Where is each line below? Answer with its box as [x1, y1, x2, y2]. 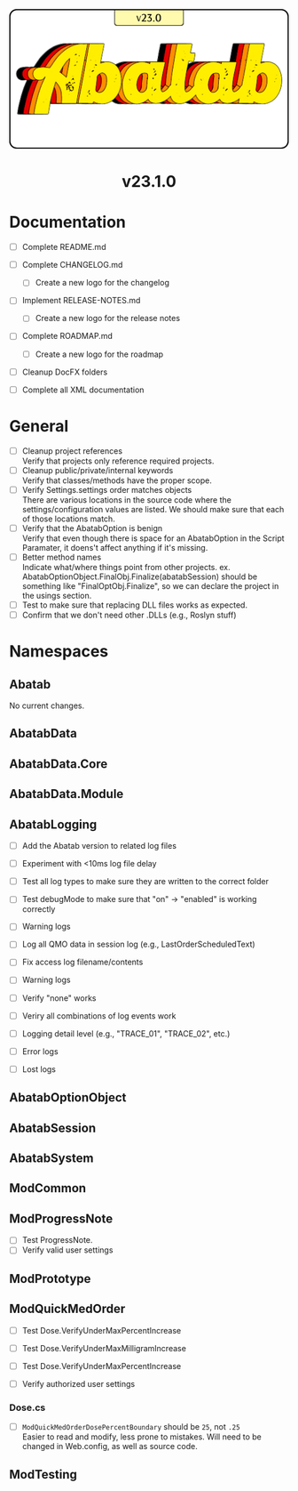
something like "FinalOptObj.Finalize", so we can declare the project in [21, 580, 279, 591]
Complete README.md [21, 242, 106, 253]
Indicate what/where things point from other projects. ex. [21, 561, 231, 572]
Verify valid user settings [21, 1245, 114, 1255]
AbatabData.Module [9, 786, 124, 802]
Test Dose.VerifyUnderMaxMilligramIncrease [21, 1342, 186, 1353]
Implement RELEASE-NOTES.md [21, 295, 141, 306]
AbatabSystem [9, 1151, 94, 1166]
